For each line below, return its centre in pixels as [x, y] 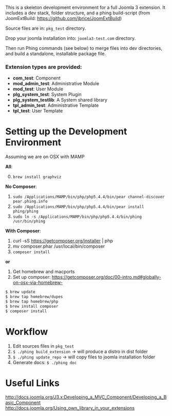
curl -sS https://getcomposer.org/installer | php [63, 241]
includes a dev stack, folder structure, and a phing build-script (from [78, 13]
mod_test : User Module [38, 89]
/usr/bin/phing [29, 221]
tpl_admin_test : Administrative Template [56, 105]
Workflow [27, 332]
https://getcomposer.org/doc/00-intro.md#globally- [107, 277]
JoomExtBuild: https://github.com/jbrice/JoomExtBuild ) [64, 18]
